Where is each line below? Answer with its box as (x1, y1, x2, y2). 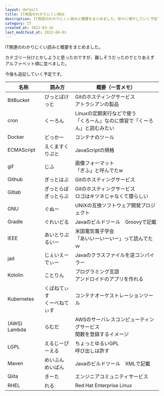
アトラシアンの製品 (75, 101, 119, 107)
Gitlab (7, 189, 21, 195)
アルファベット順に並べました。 (5, 61, 69, 66)
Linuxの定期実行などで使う (75, 110, 137, 117)
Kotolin (7, 272, 23, 278)
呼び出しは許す (75, 347, 110, 354)
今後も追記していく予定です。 (5, 71, 65, 77)
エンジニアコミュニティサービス (75, 373, 148, 380)
